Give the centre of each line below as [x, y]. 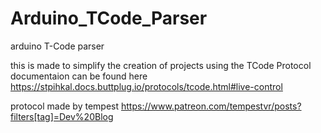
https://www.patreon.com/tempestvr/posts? [211, 106]
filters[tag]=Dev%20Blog [62, 116]
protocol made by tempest [65, 106]
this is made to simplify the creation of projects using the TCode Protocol [161, 65]
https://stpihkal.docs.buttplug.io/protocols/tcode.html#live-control [146, 86]
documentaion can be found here [79, 76]
